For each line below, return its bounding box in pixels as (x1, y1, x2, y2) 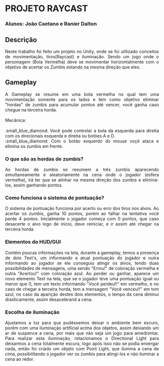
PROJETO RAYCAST (5, 3, 88, 14)
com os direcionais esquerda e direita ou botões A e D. (5, 133, 116, 138)
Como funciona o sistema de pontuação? (5, 194, 104, 201)
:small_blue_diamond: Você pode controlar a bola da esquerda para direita (5, 128, 159, 134)
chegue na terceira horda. (5, 107, 57, 113)
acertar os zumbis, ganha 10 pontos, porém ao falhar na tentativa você (5, 211, 159, 217)
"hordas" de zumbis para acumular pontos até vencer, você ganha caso (5, 101, 159, 108)
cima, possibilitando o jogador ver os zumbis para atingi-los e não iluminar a (5, 351, 159, 357)
